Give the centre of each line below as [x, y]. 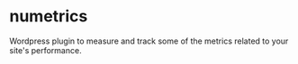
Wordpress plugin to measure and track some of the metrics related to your [149, 41]
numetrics [49, 16]
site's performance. [46, 50]
